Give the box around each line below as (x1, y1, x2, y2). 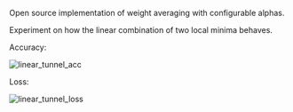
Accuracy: (9, 42, 47, 52)
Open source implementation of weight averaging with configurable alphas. (9, 8, 285, 18)
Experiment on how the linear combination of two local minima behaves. (9, 25, 273, 35)
